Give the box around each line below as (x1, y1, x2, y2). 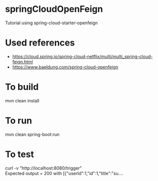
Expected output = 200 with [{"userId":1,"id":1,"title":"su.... (5, 170, 123, 176)
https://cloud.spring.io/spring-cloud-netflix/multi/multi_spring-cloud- (12, 53, 153, 59)
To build (5, 82, 39, 92)
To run (5, 115, 32, 126)
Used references (5, 37, 75, 48)
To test (5, 148, 34, 160)
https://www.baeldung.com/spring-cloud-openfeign (12, 64, 118, 70)
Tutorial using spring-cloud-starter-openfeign (5, 20, 98, 26)
